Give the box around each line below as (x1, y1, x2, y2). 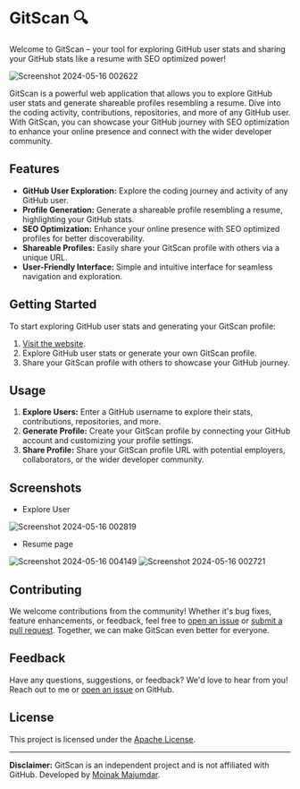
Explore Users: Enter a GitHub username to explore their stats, (21, 407, 254, 417)
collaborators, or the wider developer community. (21, 454, 204, 465)
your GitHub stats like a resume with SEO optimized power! (9, 53, 226, 64)
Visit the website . (21, 338, 87, 348)
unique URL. (21, 252, 69, 262)
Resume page (21, 539, 74, 550)
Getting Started (9, 297, 97, 313)
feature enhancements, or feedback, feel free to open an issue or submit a (9, 615, 283, 626)
